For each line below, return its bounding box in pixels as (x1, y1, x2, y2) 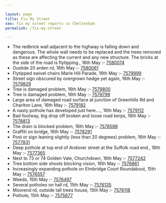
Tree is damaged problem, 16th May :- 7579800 (12, 86, 111, 92)
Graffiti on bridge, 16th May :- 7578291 (12, 128, 92, 135)
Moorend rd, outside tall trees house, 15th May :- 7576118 (12, 187, 131, 193)
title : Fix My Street (5, 16, 50, 21)
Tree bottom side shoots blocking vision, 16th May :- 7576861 (12, 160, 139, 166)
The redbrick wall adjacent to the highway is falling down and (12, 43, 139, 50)
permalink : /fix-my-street (5, 25, 61, 30)
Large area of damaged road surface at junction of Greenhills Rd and (12, 97, 154, 103)
